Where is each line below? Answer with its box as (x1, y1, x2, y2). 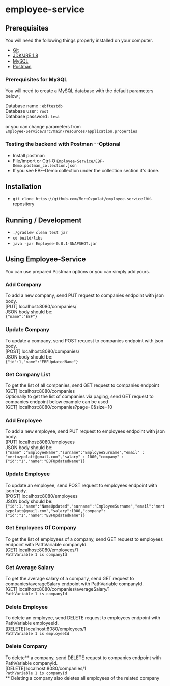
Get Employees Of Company (5, 524, 77, 531)
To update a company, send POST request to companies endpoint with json (5, 337, 164, 344)
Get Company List (5, 371, 51, 378)
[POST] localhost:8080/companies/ (5, 348, 80, 354)
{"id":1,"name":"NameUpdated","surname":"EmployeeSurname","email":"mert (5, 503, 165, 509)
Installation (5, 182, 42, 191)
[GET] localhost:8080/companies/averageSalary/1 (5, 586, 110, 592)
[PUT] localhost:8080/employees (5, 439, 75, 445)
